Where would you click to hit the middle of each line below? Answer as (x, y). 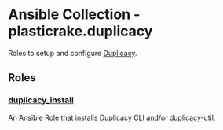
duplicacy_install (41, 100)
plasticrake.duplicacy (80, 31)
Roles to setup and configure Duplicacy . (73, 53)
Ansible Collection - (74, 15)
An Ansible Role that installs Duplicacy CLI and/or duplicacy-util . (112, 117)
